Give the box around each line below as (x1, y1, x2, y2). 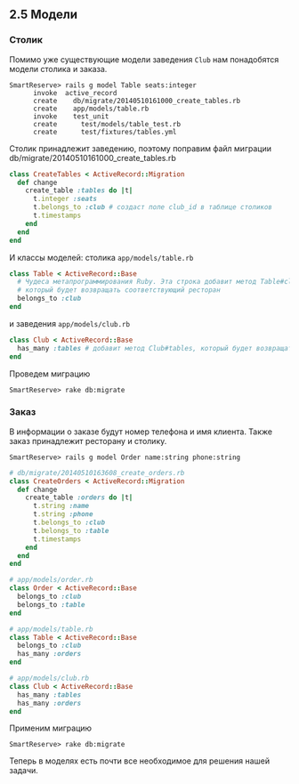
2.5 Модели (9, 7, 78, 22)
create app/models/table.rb (32, 104, 149, 113)
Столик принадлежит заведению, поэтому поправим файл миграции (9, 142, 271, 154)
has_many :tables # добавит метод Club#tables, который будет (17, 344, 253, 352)
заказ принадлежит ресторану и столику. (9, 435, 167, 446)
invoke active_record (32, 88, 117, 97)
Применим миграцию (9, 723, 92, 733)
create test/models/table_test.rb (32, 119, 181, 128)
